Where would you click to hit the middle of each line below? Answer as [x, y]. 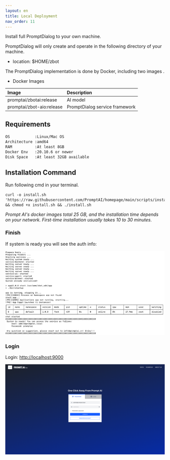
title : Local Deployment [31, 16]
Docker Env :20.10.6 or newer [39, 152]
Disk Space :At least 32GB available [47, 157]
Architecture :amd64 [27, 142]
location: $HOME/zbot [36, 61]
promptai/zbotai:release [32, 100]
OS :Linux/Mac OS [35, 137]
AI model [76, 100]
